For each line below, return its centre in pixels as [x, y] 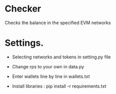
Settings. [24, 43]
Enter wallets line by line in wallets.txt [51, 76]
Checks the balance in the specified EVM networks [58, 23]
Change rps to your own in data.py [48, 66]
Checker [23, 9]
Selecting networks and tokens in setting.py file [62, 57]
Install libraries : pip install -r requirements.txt [59, 86]
